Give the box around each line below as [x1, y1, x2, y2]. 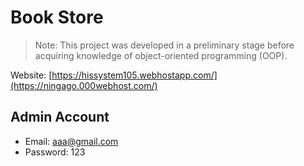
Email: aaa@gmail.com [24, 135, 119, 147]
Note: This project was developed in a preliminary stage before [34, 39, 295, 51]
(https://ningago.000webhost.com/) [10, 79, 158, 91]
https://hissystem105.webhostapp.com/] [51, 69, 218, 81]
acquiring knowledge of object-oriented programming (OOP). [34, 49, 288, 61]
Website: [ [10, 69, 53, 81]
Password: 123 [24, 146, 86, 158]
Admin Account [10, 109, 110, 126]
